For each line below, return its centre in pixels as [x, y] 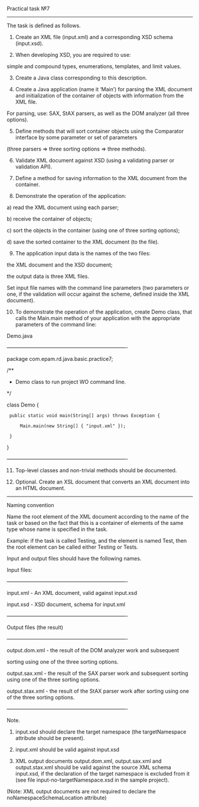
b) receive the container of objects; [50, 219]
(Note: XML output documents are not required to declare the [81, 791]
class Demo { [23, 405]
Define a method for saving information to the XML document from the [101, 178]
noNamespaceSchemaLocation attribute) [57, 798]
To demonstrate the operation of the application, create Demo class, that [104, 312]
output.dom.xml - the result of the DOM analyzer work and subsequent [93, 650]
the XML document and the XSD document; [60, 265]
